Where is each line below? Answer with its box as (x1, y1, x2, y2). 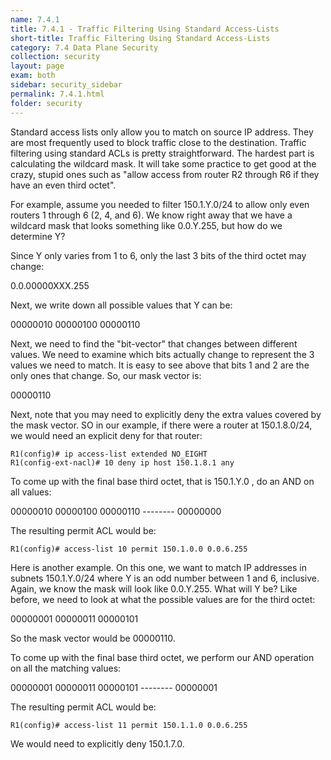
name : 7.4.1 (10, 14, 60, 25)
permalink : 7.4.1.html (10, 89, 105, 99)
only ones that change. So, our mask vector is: (10, 369, 202, 381)
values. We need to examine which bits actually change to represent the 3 (10, 348, 315, 360)
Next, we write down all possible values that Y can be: (10, 299, 233, 311)
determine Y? (10, 230, 66, 242)
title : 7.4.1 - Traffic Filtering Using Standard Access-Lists (10, 24, 280, 34)
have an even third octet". (10, 179, 117, 191)
